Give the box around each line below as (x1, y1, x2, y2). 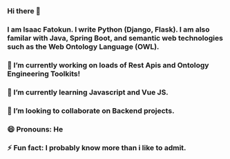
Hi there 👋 (7, 6, 41, 16)
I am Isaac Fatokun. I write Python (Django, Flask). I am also (7, 24, 210, 34)
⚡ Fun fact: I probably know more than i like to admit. (7, 143, 186, 153)
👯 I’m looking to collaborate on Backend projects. (7, 106, 175, 116)
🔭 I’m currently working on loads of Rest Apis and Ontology (7, 60, 209, 70)
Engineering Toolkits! (7, 69, 81, 78)
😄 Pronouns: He (7, 124, 64, 134)
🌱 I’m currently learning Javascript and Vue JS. (7, 87, 169, 97)
